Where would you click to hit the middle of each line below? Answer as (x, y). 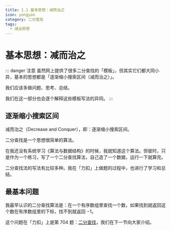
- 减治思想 (20, 29)
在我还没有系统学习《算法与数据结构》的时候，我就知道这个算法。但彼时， (83, 151)
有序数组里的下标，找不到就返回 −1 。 (57, 211)
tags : (11, 24)
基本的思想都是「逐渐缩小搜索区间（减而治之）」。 (65, 77)
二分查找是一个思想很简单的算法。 (41, 140)
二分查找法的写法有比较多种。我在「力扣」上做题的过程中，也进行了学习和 (83, 168)
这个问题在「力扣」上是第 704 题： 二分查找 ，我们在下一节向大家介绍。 (80, 222)
